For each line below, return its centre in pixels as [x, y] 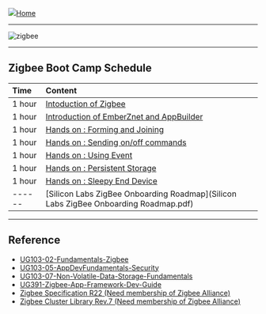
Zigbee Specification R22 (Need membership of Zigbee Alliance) [125, 293]
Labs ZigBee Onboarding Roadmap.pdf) [120, 203]
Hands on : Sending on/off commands [116, 142]
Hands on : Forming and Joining [105, 129]
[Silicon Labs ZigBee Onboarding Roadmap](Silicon [141, 194]
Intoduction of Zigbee [85, 104]
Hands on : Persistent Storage [101, 168]
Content [61, 90]
